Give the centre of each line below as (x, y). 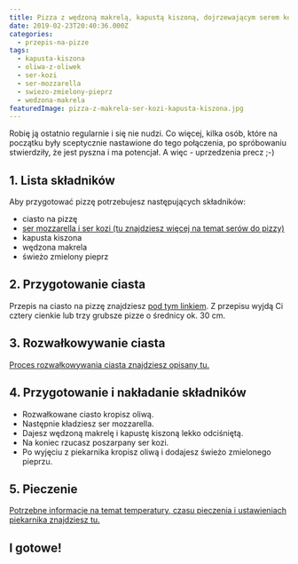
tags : (19, 51)
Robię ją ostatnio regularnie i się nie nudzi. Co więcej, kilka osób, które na (143, 133)
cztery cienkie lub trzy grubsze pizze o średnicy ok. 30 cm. (118, 315)
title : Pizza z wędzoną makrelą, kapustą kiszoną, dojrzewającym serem (144, 17)
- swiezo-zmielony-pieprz (65, 91)
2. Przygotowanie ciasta (78, 285)
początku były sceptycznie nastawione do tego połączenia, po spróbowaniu (148, 143)
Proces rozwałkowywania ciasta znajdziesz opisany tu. (110, 364)
